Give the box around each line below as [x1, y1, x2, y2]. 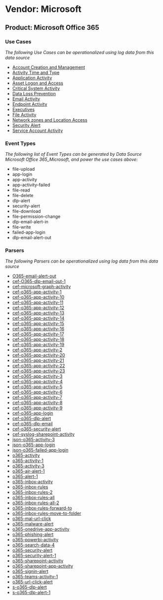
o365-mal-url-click [12, 516, 51, 522]
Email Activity [12, 96, 41, 102]
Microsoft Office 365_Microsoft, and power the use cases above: [5, 156, 138, 162]
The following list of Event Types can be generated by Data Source [5, 151, 142, 157]
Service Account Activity [12, 128, 63, 133]
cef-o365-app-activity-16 [12, 326, 65, 332]
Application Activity [12, 74, 52, 80]
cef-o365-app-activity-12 [12, 305, 65, 311]
